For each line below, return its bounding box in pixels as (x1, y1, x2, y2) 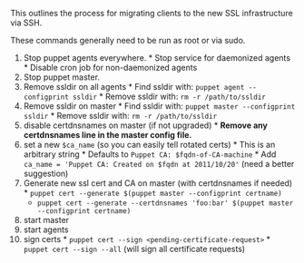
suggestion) (23, 168, 69, 179)
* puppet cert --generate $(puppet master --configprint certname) (23, 188, 282, 198)
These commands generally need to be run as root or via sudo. (10, 35, 246, 45)
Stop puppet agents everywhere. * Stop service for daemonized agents (23, 53, 291, 63)
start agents (23, 224, 69, 235)
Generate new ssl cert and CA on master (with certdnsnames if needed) (23, 178, 293, 189)
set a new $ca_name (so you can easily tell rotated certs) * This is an (23, 140, 276, 150)
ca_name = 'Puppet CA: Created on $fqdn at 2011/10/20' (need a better (23, 159, 295, 169)
